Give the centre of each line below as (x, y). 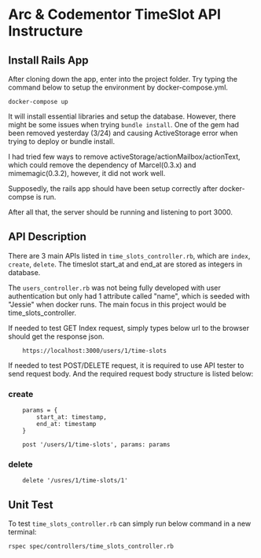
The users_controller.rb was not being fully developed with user (115, 288)
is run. (46, 197)
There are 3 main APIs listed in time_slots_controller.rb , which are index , (129, 255)
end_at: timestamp (66, 424)
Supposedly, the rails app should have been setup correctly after (113, 189)
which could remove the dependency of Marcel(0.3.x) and (102, 165)
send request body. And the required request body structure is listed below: (131, 373)
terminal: (22, 532)
